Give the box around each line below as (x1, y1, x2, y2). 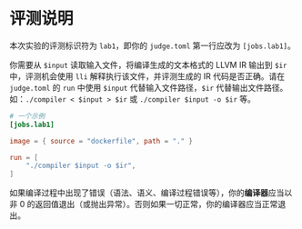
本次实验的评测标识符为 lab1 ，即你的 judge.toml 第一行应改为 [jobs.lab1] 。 (9, 40, 296, 51)
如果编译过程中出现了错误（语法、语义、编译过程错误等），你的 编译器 (9, 187, 268, 198)
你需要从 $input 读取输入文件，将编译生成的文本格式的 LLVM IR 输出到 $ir (9, 59, 288, 70)
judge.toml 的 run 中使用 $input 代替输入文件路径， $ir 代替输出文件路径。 (9, 82, 288, 93)
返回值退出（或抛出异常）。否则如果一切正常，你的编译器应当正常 (35, 199, 278, 210)
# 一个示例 (9, 111, 45, 121)
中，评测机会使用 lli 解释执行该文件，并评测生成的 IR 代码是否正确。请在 (9, 70, 286, 82)
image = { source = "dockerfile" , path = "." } (9, 136, 194, 145)
